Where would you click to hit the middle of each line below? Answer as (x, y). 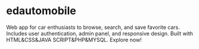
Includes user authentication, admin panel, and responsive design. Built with (100, 33)
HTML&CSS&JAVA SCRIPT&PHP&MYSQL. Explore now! (74, 40)
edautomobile (41, 11)
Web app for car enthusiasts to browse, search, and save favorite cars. (93, 27)
